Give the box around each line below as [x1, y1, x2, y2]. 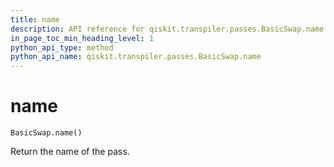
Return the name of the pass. [10, 146, 130, 158]
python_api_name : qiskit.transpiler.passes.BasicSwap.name [10, 52, 262, 62]
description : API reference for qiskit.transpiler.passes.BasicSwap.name [10, 24, 325, 34]
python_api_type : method [10, 42, 114, 53]
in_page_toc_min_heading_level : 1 [10, 33, 155, 43]
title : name [10, 14, 60, 25]
